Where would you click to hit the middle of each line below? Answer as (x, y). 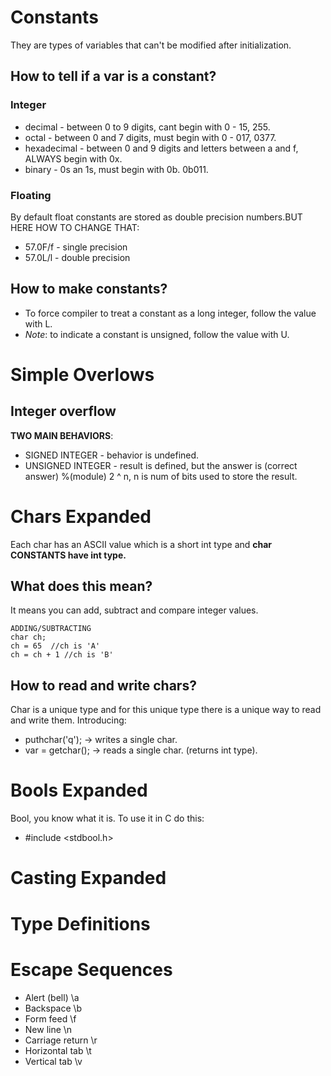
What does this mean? (81, 586)
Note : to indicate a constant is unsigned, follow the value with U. (157, 334)
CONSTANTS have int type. (68, 555)
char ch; (28, 637)
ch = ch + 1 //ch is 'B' (62, 655)
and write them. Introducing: (68, 720)
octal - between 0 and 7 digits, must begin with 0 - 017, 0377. (150, 137)
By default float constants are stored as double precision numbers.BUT (156, 217)
